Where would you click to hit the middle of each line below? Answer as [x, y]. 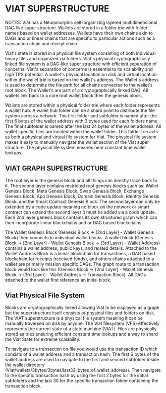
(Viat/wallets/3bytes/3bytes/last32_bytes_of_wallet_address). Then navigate [83, 370]
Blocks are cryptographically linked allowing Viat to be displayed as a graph [82, 307]
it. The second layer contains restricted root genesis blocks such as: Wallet [82, 186]
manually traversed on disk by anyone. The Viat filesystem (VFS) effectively [83, 323]
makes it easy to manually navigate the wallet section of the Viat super [77, 142]
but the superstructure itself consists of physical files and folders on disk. [80, 313]
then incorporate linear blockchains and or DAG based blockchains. [74, 222]
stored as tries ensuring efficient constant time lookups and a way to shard [82, 334]
